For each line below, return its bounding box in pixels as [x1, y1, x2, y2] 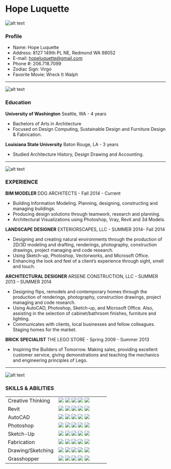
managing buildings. [12, 205, 55, 212]
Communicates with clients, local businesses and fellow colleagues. [12, 321, 155, 327]
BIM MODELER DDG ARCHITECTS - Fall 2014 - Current [5, 190, 121, 196]
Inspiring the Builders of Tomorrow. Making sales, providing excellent [12, 346, 158, 353]
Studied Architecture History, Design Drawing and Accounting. [12, 151, 144, 157]
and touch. [12, 263, 36, 269]
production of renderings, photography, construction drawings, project [12, 294, 161, 300]
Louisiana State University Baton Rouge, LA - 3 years [5, 141, 119, 147]
